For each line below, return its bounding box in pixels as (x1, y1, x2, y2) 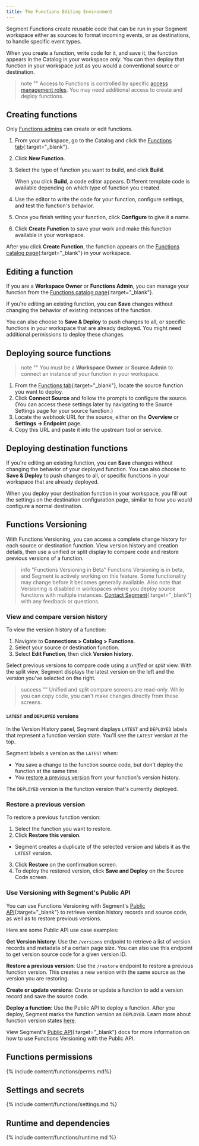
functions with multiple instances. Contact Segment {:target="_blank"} (20, 591, 192, 599)
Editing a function (6, 266, 73, 277)
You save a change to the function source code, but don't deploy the (14, 761, 183, 768)
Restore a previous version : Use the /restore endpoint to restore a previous (6, 962, 194, 969)
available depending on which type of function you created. (14, 184, 162, 191)
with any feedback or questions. (20, 597, 100, 605)
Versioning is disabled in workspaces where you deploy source (20, 585, 176, 592)
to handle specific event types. (6, 38, 82, 45)
